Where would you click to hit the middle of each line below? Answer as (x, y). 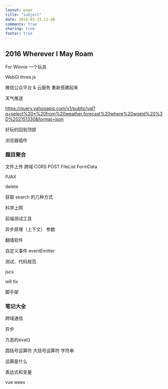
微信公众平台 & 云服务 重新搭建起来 (42, 87)
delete (12, 187)
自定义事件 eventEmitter (30, 251)
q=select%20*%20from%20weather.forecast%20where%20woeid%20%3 (84, 113)
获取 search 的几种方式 (29, 197)
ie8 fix (12, 282)
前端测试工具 (18, 219)
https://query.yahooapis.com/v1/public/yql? (50, 108)
